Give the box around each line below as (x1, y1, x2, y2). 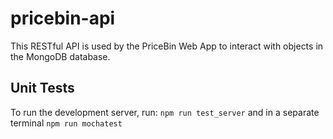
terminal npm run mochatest (10, 117, 123, 129)
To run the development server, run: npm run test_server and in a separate (10, 106, 320, 118)
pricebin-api (10, 7, 116, 30)
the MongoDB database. (10, 50, 111, 62)
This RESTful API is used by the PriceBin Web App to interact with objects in (10, 40, 324, 52)
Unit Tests (10, 80, 75, 97)
